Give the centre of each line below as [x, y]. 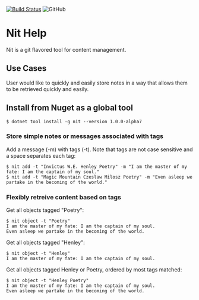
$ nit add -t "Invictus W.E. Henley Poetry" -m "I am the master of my [97, 167]
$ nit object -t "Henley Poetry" [48, 281]
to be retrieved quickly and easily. [48, 89]
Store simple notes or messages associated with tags [85, 136]
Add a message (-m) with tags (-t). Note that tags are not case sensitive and [99, 149]
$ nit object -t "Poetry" [38, 221]
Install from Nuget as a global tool [70, 108]
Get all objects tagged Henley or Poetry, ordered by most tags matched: [94, 270]
